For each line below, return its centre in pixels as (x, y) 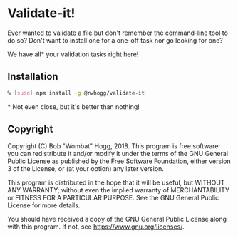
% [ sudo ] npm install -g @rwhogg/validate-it (76, 93)
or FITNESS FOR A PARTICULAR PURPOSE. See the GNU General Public (113, 198)
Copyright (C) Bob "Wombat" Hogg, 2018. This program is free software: (114, 146)
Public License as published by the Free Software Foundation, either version (119, 161)
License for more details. (44, 205)
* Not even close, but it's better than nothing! (74, 107)
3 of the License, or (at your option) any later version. (86, 169)
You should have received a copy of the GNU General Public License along (117, 219)
